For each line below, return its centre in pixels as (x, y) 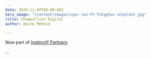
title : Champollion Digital (34, 19)
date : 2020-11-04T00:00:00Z (34, 10)
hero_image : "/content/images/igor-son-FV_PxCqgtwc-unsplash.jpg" (76, 14)
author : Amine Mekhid (28, 24)
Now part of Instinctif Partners (36, 42)
